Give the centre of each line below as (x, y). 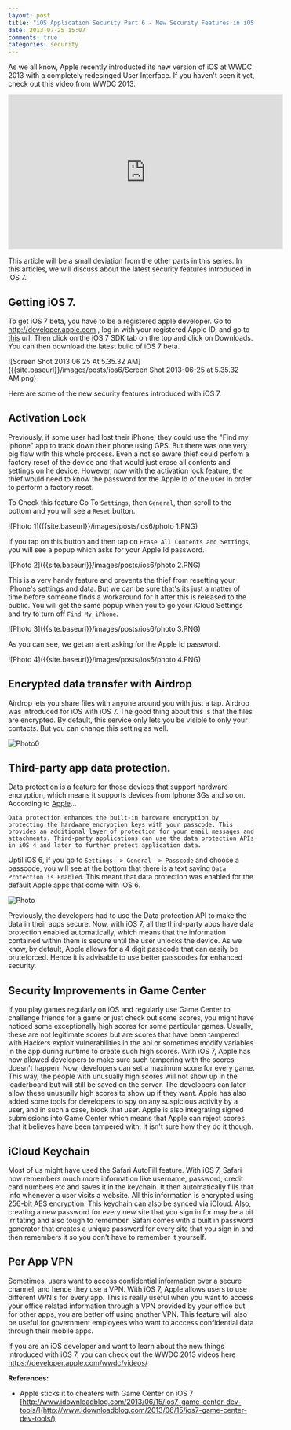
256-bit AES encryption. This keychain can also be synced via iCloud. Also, (130, 1203)
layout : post (29, 15)
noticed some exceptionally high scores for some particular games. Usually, (131, 1026)
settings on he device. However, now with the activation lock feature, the (125, 470)
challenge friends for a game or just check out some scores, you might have (131, 1018)
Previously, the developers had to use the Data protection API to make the (127, 916)
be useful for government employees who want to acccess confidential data (131, 1322)
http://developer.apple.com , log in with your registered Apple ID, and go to (129, 329)
